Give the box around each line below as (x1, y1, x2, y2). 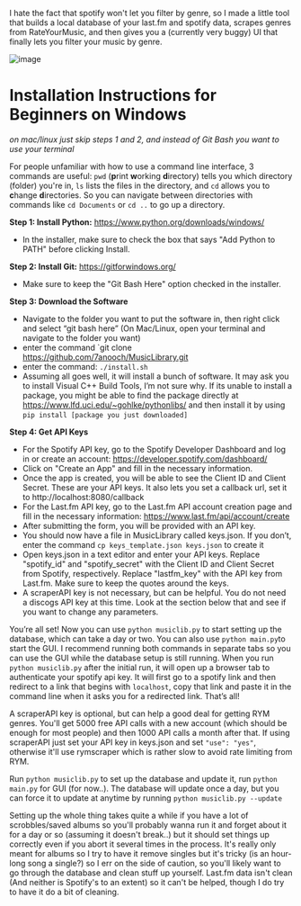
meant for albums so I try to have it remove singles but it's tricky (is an (9, 848, 270, 858)
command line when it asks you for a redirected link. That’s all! (9, 690, 240, 701)
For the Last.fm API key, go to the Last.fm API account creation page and (22, 501, 293, 512)
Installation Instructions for (9, 85, 217, 106)
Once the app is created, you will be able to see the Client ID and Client (22, 472, 287, 483)
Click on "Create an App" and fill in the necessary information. (22, 462, 253, 473)
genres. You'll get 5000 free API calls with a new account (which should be (9, 717, 288, 728)
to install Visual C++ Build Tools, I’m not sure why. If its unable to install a (22, 380, 293, 390)
